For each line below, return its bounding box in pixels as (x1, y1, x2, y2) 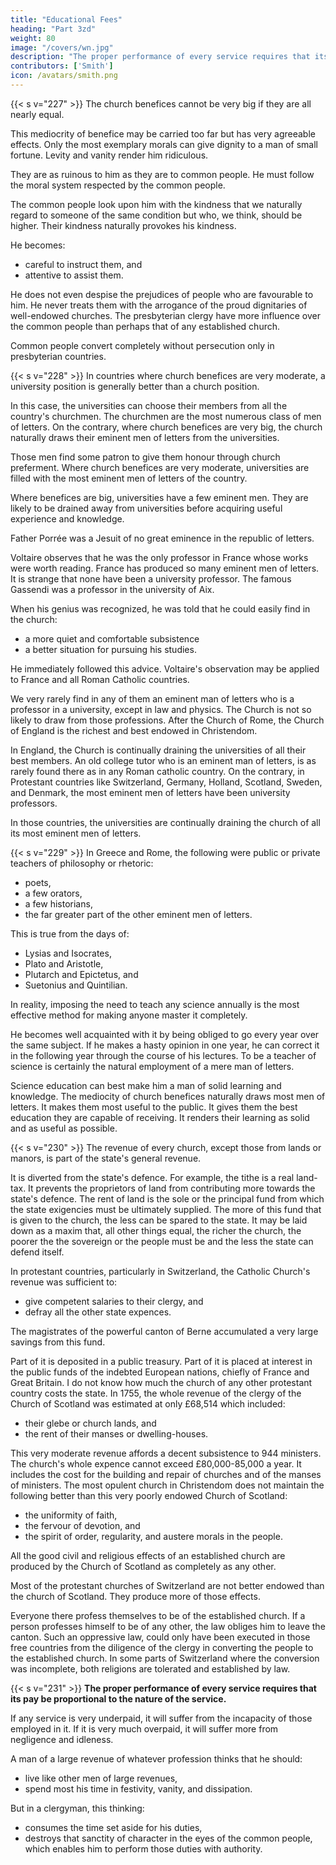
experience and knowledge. (10, 512, 125, 525)
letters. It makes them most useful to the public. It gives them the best (10, 1101, 298, 1113)
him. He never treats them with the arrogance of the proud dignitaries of (10, 299, 308, 311)
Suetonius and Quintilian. (24, 979, 128, 991)
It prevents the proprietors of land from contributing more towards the (28, 1182, 316, 1194)
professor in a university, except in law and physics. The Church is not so (10, 703, 312, 715)
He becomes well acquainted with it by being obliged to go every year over (10, 1028, 320, 1040)
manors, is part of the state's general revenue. (10, 1152, 202, 1164)
